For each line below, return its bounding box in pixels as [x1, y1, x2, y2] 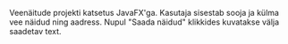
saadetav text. [9, 26, 62, 36]
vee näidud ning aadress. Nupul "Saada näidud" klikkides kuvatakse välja [9, 17, 280, 27]
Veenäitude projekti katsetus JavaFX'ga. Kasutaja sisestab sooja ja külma [9, 8, 280, 18]
